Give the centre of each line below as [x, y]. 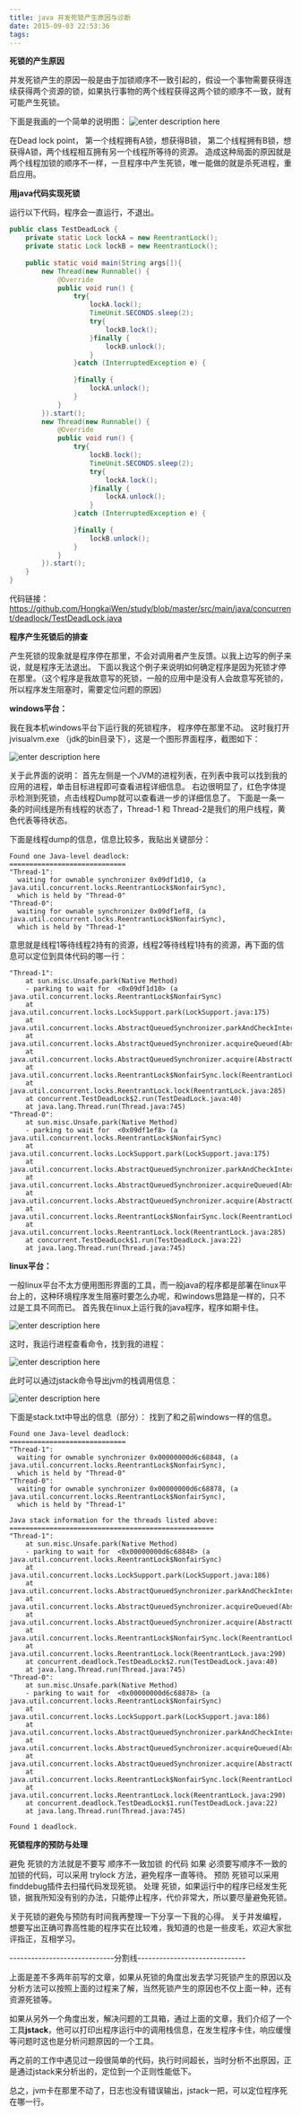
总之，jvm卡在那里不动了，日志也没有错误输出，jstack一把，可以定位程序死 [149, 2090]
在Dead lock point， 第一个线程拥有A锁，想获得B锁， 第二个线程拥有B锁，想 [150, 141]
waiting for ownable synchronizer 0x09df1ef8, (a [112, 912]
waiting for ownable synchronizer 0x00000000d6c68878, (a [128, 1489]
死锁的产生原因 [37, 61]
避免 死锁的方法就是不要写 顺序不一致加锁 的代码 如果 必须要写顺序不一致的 [148, 1864]
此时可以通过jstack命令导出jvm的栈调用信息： [94, 1380]
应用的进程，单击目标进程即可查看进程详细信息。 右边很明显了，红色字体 [144, 786]
